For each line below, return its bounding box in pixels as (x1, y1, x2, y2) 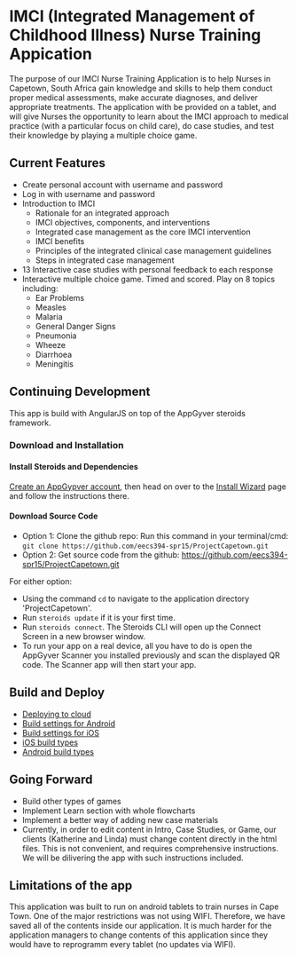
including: (21, 282, 59, 294)
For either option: (9, 575, 73, 587)
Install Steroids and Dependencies (9, 462, 139, 472)
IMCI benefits (35, 235, 85, 246)
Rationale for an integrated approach (35, 207, 170, 218)
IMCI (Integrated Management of (9, 6, 255, 27)
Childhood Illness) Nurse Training (9, 25, 262, 45)
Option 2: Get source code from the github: (21, 549, 180, 560)
